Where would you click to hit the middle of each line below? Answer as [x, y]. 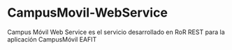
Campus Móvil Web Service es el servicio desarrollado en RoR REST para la [116, 32]
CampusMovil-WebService [87, 13]
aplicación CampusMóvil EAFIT [52, 39]
